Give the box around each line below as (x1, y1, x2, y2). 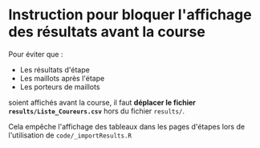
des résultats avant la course (8, 23, 206, 41)
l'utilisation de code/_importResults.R (8, 130, 132, 140)
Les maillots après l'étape (19, 73, 105, 83)
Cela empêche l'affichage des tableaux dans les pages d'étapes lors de (8, 121, 246, 131)
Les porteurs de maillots (19, 82, 100, 92)
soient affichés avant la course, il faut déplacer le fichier (8, 97, 197, 107)
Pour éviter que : (8, 49, 63, 59)
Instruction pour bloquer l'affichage (8, 6, 252, 24)
